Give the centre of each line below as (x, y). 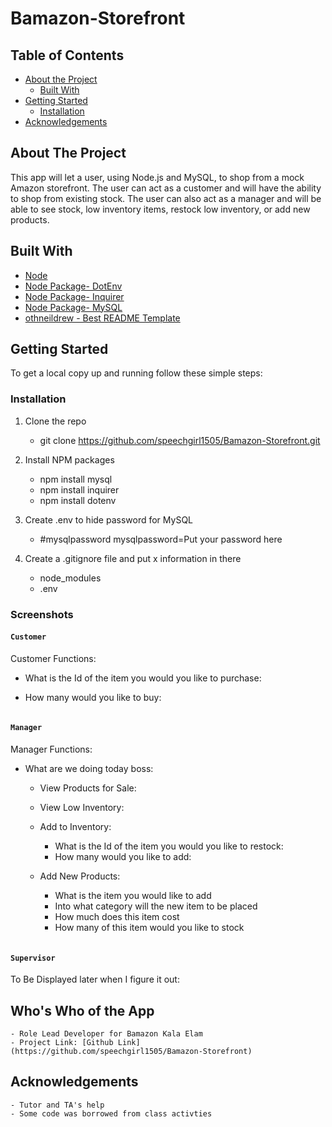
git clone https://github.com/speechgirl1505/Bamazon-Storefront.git (180, 440)
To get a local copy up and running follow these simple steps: (136, 373)
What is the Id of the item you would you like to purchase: (143, 678)
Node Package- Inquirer (74, 296)
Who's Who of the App (82, 1010)
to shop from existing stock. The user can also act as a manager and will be (166, 198)
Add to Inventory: (75, 827)
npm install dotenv (78, 500)
